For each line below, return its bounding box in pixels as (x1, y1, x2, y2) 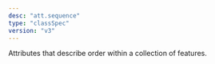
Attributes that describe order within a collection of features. (8, 49, 208, 58)
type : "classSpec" (8, 19, 70, 27)
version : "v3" (8, 26, 56, 34)
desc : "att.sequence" (8, 11, 81, 20)
